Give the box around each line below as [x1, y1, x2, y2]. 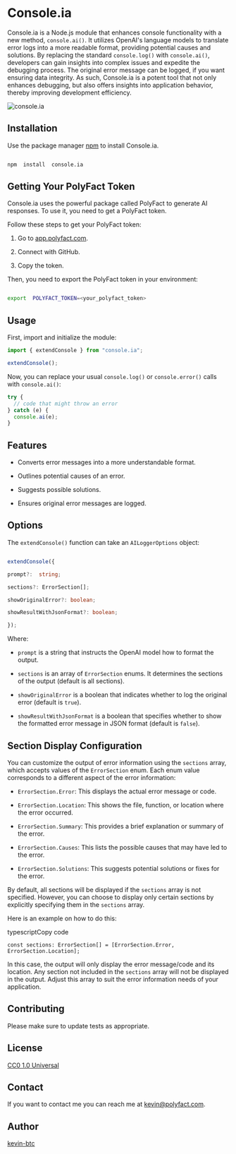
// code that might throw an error [13, 400, 118, 407]
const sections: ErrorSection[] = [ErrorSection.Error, [7, 941, 175, 949]
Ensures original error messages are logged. [17, 499, 147, 507]
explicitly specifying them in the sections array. [7, 900, 145, 908]
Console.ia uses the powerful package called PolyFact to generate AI [7, 199, 208, 208]
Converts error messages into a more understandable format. [17, 458, 196, 467]
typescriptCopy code [7, 927, 69, 936]
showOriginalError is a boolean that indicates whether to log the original [17, 690, 228, 699]
